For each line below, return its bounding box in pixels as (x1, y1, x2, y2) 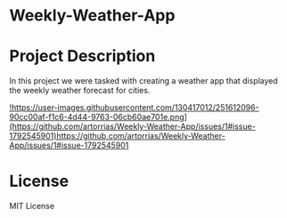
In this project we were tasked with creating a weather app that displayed (9, 76, 278, 86)
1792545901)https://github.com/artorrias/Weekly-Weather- (9, 131, 225, 141)
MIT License (9, 201, 55, 212)
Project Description (9, 46, 156, 67)
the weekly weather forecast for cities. (9, 85, 151, 96)
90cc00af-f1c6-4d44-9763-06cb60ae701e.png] (9, 112, 187, 123)
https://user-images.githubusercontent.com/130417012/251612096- (12, 102, 260, 113)
